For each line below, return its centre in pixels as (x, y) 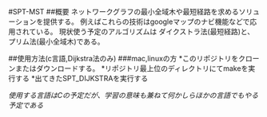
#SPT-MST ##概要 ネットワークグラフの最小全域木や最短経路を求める (124, 12)
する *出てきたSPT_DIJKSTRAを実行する (82, 78)
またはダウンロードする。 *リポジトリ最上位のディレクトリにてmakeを (132, 68)
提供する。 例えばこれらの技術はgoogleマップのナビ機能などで (146, 21)
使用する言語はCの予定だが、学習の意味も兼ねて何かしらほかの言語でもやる (133, 95)
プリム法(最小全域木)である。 (57, 41)
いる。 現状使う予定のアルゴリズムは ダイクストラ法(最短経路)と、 (145, 31)
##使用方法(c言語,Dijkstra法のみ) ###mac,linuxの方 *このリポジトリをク (127, 58)
